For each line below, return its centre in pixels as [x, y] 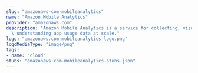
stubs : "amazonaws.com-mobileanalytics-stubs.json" [71, 61]
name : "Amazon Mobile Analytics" [47, 17]
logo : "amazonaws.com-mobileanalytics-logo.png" [67, 39]
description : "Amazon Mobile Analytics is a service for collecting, [93, 28]
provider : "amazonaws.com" [39, 22]
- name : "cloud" [26, 55]
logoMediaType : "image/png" [41, 45]
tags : [13, 50]
